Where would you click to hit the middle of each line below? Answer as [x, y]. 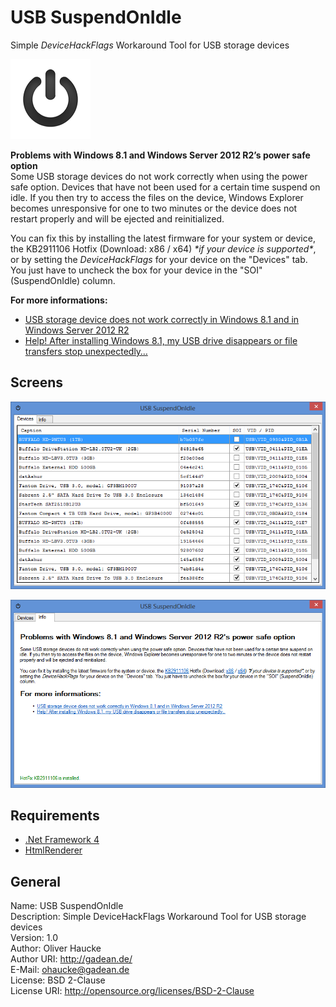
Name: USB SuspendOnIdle [67, 906]
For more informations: [59, 300]
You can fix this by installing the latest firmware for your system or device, [163, 238]
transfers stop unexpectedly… [86, 351]
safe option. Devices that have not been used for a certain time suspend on [165, 187]
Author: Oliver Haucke [56, 948]
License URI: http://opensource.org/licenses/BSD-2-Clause [132, 991]
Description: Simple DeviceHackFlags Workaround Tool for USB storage [158, 917]
